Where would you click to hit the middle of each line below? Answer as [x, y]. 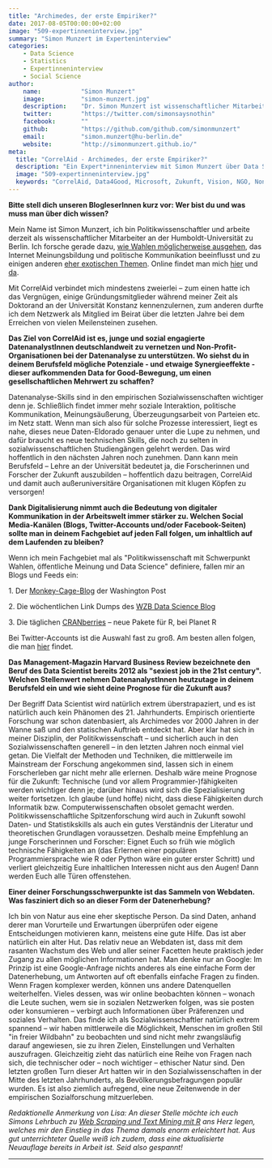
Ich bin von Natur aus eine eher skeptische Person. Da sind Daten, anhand [132, 916]
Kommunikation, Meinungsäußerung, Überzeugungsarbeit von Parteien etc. [134, 414]
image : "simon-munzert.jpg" [87, 99]
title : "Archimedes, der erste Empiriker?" [83, 16]
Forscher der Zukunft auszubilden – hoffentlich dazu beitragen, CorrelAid [130, 474]
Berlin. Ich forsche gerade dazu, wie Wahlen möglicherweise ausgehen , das [135, 246]
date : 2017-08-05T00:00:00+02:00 [65, 24]
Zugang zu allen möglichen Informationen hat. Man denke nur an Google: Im [135, 959]
